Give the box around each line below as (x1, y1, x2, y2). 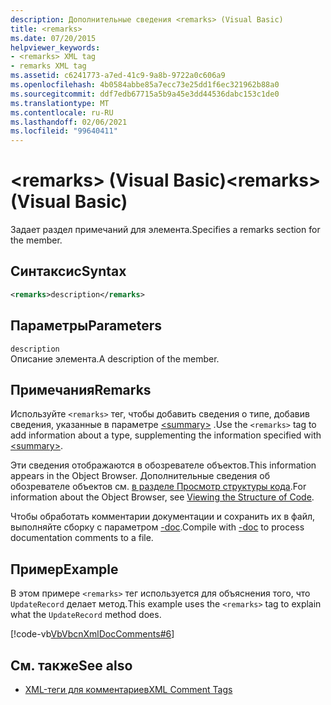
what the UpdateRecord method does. (10, 609, 162, 621)
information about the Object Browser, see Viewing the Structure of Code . (10, 491, 315, 503)
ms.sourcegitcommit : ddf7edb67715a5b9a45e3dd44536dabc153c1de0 (10, 89, 280, 99)
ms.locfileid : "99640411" (10, 126, 118, 136)
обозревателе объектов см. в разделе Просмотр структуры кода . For (10, 481, 307, 493)
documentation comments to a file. (10, 532, 154, 544)
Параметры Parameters (10, 317, 163, 335)
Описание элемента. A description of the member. (10, 352, 220, 365)
